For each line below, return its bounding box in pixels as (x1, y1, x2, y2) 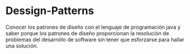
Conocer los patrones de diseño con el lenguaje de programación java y (5, 23, 181, 31)
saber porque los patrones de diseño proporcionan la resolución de (5, 29, 169, 36)
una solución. (5, 42, 38, 49)
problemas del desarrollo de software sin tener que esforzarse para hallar (5, 36, 185, 43)
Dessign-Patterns (5, 4, 94, 18)
